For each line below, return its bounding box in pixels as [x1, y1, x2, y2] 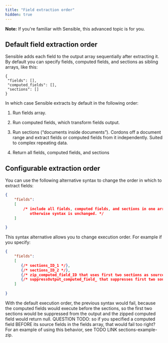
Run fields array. [12, 110, 46, 116]
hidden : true [5, 12, 32, 17]
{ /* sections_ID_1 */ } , [20, 263, 70, 268]
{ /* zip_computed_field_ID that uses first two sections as [20, 272, 149, 277]
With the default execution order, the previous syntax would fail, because [5, 300, 156, 306]
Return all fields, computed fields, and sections [12, 150, 109, 156]
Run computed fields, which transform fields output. [12, 120, 120, 126]
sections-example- [118, 326, 157, 332]
